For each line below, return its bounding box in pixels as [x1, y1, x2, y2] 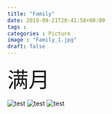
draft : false [7, 43, 46, 50]
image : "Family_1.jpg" [7, 37, 77, 44]
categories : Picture [7, 30, 71, 37]
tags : [7, 23, 27, 30]
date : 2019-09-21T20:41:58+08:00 [7, 17, 106, 24]
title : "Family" [7, 10, 55, 18]
